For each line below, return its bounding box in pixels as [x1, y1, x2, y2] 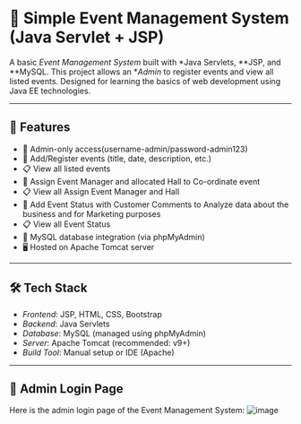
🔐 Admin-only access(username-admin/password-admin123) [21, 143, 248, 154]
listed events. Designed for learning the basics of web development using [9, 75, 281, 86]
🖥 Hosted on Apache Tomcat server [21, 241, 155, 252]
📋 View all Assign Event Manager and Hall [21, 186, 180, 196]
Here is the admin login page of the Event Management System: [9, 405, 245, 416]
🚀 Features [9, 120, 71, 135]
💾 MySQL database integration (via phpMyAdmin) [21, 231, 206, 242]
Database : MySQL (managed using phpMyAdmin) [21, 327, 207, 339]
